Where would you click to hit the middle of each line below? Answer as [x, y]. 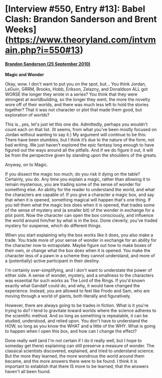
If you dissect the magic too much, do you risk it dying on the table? [73, 174]
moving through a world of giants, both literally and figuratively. [68, 296]
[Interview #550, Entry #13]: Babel [75, 9]
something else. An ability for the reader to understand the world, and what [80, 190]
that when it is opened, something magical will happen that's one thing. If [78, 200]
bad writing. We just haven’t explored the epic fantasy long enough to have [80, 145]
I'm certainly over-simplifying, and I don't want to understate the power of [79, 270]
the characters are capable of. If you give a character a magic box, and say [80, 195]
